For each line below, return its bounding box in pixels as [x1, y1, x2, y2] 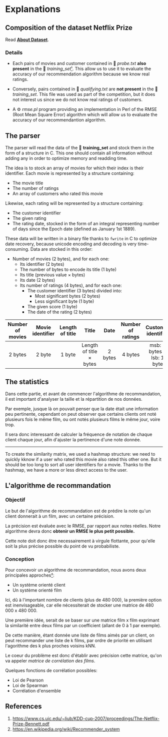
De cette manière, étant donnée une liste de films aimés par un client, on [5, 632, 155, 638]
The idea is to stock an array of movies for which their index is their [5, 165, 144, 171]
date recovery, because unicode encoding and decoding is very [5, 241, 137, 247]
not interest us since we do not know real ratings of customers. [12, 96, 142, 103]
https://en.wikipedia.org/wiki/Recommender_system [12, 726, 120, 732]
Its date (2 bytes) [19, 277, 55, 283]
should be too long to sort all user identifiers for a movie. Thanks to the [5, 461, 151, 468]
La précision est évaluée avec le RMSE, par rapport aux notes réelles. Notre [5, 523, 161, 529]
